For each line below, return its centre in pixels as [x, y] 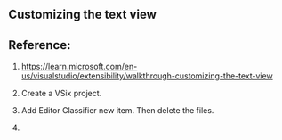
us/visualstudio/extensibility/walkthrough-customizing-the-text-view [147, 76]
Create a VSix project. [61, 94]
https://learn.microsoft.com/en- [79, 67]
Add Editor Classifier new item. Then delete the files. [117, 111]
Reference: [40, 45]
